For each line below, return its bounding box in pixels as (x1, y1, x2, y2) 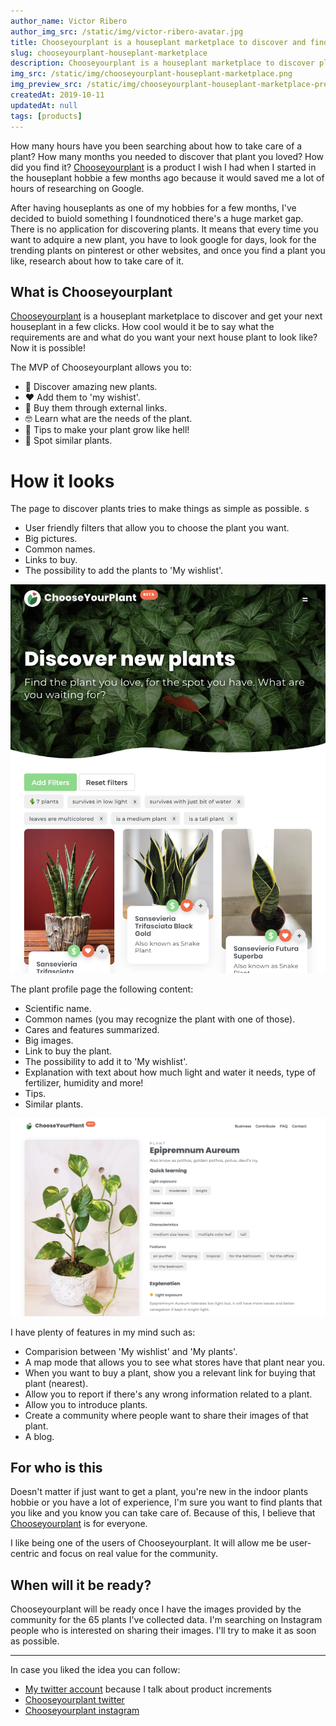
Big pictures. (24, 533, 78, 545)
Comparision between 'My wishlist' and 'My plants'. (24, 1345, 238, 1357)
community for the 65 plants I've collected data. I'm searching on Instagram (10, 1614, 323, 1626)
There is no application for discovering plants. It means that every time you (10, 223, 319, 235)
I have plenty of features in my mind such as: (10, 1326, 196, 1338)
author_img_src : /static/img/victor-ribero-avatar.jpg (10, 26, 244, 37)
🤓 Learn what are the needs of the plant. (24, 413, 193, 425)
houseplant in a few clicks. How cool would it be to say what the (10, 321, 275, 333)
